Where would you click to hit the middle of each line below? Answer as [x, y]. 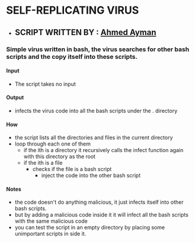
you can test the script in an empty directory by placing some [89, 228]
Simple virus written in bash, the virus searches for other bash [98, 49]
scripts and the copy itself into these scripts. [72, 56]
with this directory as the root [60, 157]
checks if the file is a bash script [72, 169]
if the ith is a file [43, 163]
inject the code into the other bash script [91, 175]
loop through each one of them [52, 144]
